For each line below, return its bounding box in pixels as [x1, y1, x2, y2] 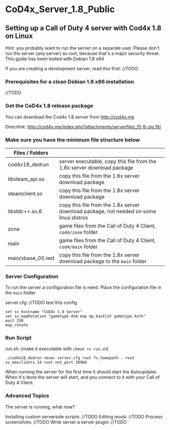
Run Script [5, 334, 32, 341]
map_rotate [5, 323, 28, 328]
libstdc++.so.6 [8, 207, 42, 214]
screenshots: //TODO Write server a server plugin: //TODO [5, 419, 127, 425]
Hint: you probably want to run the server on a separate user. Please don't [5, 45, 160, 51]
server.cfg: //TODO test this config [5, 299, 77, 306]
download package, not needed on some [59, 207, 156, 214]
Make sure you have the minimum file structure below [5, 136, 140, 143]
